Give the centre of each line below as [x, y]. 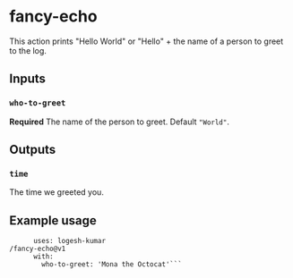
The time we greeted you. [57, 192]
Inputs [28, 79]
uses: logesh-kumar [69, 241]
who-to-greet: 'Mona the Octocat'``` [112, 265]
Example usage [53, 220]
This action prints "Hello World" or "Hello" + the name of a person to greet [146, 41]
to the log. [28, 50]
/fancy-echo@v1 [38, 249]
